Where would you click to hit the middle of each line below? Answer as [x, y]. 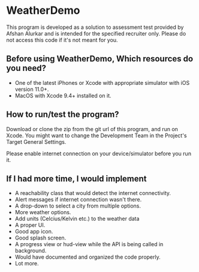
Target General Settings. [36, 141]
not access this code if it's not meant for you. [62, 40]
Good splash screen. [40, 238]
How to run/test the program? [63, 115]
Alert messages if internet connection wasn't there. [78, 200]
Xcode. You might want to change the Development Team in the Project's [97, 135]
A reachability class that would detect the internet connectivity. [93, 193]
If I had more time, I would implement [76, 178]
